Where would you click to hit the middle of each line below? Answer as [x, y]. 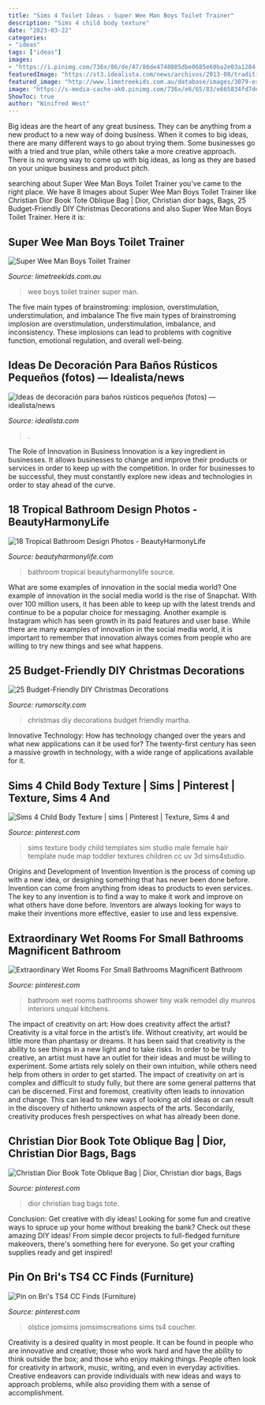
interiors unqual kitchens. [69, 1008]
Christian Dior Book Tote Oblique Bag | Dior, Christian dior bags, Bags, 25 [127, 200]
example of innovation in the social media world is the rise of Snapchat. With [132, 595]
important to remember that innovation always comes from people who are [130, 637]
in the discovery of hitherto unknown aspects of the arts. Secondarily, [121, 1108]
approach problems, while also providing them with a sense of [109, 1384]
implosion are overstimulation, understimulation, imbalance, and [112, 323]
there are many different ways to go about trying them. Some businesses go [132, 143]
